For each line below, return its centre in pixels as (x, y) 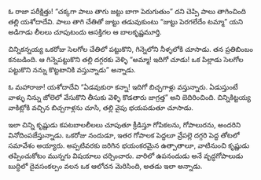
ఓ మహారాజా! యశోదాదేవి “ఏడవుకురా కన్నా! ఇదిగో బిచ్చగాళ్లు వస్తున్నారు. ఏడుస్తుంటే (123, 87)
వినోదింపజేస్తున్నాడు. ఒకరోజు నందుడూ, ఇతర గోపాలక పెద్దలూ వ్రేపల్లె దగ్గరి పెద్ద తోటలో (124, 135)
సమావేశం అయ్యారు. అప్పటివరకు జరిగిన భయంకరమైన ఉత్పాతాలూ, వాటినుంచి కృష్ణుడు (129, 145)
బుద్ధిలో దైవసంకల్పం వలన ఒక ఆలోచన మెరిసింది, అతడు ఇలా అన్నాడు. (105, 166)
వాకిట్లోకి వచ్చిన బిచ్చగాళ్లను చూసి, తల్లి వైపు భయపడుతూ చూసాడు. (101, 108)
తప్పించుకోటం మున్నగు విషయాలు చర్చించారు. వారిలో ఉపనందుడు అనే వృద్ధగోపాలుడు (126, 156)
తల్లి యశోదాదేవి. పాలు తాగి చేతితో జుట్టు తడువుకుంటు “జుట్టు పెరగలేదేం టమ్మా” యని (126, 22)
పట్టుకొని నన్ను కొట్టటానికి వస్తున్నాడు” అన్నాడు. (72, 70)
